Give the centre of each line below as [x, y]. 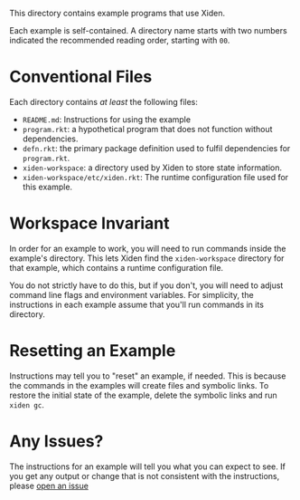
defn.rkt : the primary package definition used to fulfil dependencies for [156, 148]
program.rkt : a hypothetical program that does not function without [147, 129]
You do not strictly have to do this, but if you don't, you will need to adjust [146, 285]
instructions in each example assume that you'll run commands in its [137, 304]
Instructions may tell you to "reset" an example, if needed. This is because [148, 376]
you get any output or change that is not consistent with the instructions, [145, 476]
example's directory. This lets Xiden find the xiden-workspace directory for [147, 258]
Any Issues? [56, 441]
